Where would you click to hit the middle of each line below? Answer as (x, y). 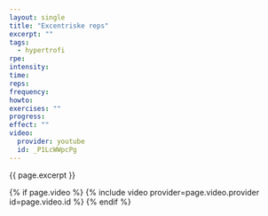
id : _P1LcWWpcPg (47, 149)
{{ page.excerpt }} (43, 175)
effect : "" (29, 125)
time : (19, 76)
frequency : (29, 92)
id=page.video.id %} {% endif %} (70, 202)
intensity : (29, 68)
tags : (19, 42)
